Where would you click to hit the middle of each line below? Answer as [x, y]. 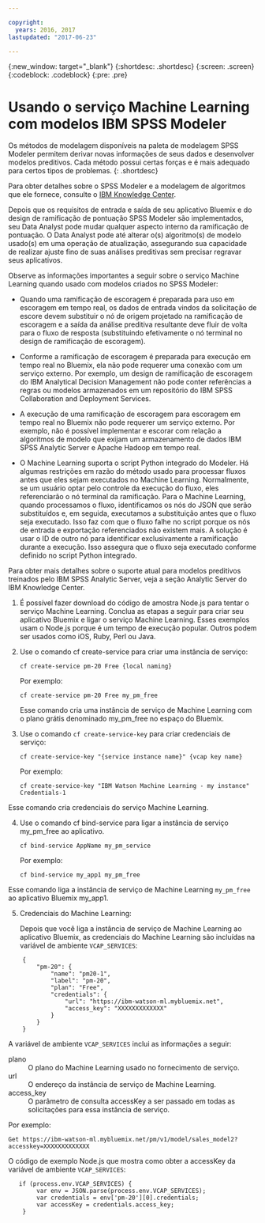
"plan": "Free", [77, 988]
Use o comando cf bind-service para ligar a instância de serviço [124, 823]
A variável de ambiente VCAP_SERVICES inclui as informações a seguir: [120, 1044]
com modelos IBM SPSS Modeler [118, 124]
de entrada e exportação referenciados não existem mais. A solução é [133, 530]
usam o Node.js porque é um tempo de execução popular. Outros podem [138, 628]
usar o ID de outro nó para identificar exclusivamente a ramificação [129, 539]
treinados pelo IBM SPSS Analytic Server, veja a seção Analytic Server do [127, 579]
